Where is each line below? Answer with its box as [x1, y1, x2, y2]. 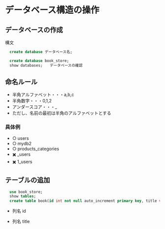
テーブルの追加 [5, 176, 50, 185]
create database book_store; [9, 58, 69, 63]
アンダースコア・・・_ [12, 104, 57, 110]
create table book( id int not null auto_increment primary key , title [9, 198, 157, 203]
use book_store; [9, 189, 43, 195]
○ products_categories [12, 146, 59, 152]
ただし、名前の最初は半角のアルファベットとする [12, 110, 111, 116]
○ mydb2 [12, 140, 32, 146]
